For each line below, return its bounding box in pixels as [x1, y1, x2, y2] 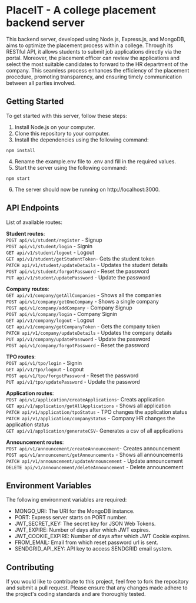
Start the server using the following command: [14, 164, 128, 171]
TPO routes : [6, 353, 36, 360]
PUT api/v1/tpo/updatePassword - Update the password [6, 378, 140, 385]
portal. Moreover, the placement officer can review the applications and [6, 54, 180, 61]
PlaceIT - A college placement [6, 4, 156, 17]
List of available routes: [6, 219, 63, 226]
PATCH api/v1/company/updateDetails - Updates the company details [6, 329, 172, 336]
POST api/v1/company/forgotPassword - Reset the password [6, 341, 150, 348]
